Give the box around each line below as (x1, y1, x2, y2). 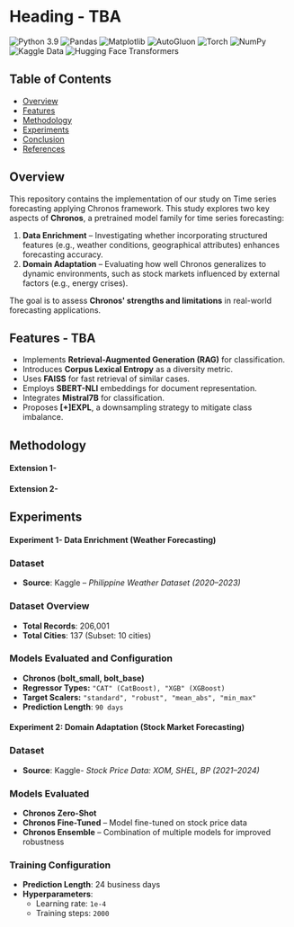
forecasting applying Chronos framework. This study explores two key (9, 202, 270, 213)
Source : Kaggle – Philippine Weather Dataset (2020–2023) (22, 577, 241, 588)
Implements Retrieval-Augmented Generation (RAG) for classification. (22, 354, 286, 365)
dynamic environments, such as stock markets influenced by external (22, 268, 281, 279)
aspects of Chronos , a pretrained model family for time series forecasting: (9, 212, 285, 223)
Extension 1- (9, 463, 57, 474)
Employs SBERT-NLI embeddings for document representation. (22, 383, 258, 394)
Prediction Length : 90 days (22, 701, 124, 712)
